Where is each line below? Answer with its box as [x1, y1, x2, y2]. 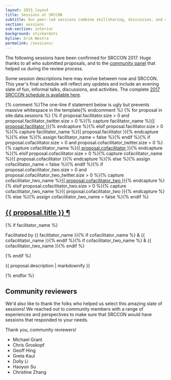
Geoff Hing [12, 347, 36, 353]
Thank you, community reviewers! [5, 327, 76, 333]
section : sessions [5, 21, 44, 27]
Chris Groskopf [12, 342, 45, 348]
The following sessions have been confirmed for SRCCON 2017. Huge [5, 55, 151, 61]
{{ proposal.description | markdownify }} [5, 262, 90, 268]
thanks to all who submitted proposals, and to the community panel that [5, 60, 156, 66]
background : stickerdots [5, 31, 58, 36]
